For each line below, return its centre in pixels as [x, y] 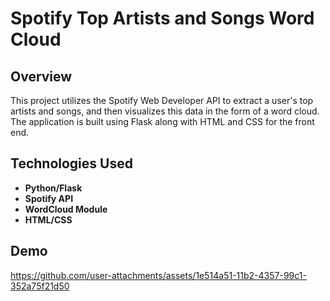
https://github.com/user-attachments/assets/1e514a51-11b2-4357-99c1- [158, 275]
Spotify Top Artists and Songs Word [162, 18]
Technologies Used [71, 163]
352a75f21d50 [40, 286]
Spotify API [49, 198]
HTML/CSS [48, 219]
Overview [41, 76]
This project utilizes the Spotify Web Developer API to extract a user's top [162, 100]
